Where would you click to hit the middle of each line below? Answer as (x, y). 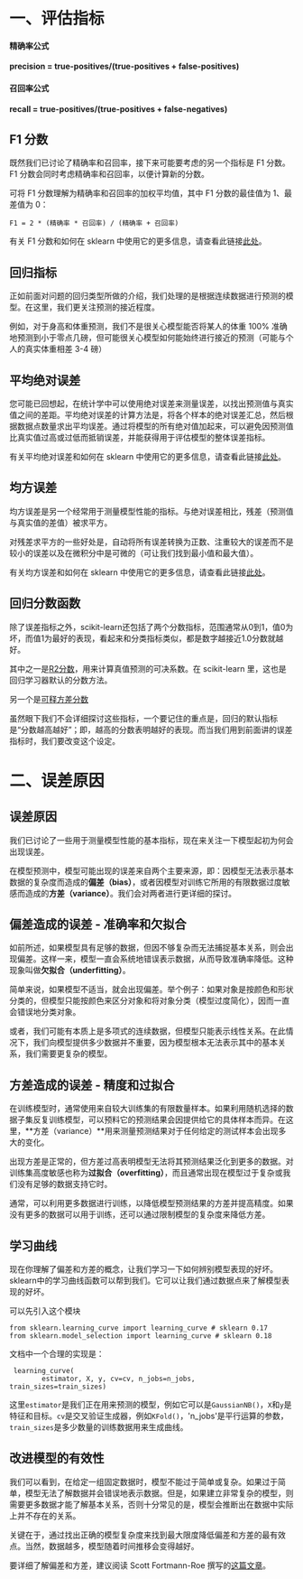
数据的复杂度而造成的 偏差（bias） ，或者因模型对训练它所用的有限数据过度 (146, 882)
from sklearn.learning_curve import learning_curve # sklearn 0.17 (139, 1328)
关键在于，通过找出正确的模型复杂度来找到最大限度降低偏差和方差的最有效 (147, 1535)
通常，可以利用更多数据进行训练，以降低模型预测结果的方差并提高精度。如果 (151, 1203)
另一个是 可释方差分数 (49, 699)
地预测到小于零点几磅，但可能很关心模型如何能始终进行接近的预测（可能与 (147, 338)
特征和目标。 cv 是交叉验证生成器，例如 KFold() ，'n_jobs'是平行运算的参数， (149, 1416)
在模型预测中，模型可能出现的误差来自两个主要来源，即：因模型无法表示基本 (151, 870)
